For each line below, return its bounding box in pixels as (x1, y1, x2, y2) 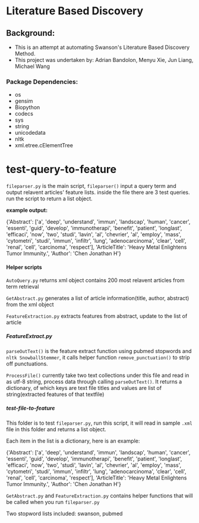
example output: (6, 207, 48, 214)
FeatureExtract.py (6, 333, 52, 340)
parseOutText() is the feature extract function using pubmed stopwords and (6, 348, 192, 355)
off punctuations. (6, 360, 49, 367)
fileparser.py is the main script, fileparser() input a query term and (6, 182, 176, 190)
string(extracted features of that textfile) (6, 391, 105, 398)
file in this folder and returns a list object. (6, 426, 107, 433)
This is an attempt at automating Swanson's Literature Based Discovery (14, 44, 190, 51)
